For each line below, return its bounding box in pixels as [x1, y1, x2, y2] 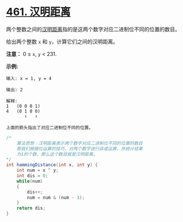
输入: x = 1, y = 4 [6, 75, 52, 82]
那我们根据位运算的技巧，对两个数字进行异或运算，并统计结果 [16, 146, 143, 151]
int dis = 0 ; [16, 173, 49, 179]
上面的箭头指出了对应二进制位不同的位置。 [6, 125, 94, 131]
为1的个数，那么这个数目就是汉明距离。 [16, 151, 98, 157]
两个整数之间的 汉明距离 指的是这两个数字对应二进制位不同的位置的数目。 [6, 26, 180, 33]
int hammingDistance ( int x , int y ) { [6, 162, 98, 168]
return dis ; [16, 205, 46, 212]
